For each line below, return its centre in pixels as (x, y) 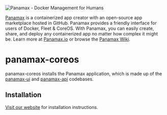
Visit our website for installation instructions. (52, 107)
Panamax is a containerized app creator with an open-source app (74, 17)
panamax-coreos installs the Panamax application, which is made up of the (84, 73)
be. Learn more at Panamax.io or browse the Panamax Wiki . (68, 39)
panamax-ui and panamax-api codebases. (49, 79)
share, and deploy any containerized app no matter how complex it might (82, 34)
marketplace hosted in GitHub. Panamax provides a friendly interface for (81, 23)
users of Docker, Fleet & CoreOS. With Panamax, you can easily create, (80, 28)
